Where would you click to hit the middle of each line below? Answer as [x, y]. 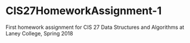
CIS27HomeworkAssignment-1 [84, 11]
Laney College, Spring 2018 [39, 33]
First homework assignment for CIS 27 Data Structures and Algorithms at [95, 27]
